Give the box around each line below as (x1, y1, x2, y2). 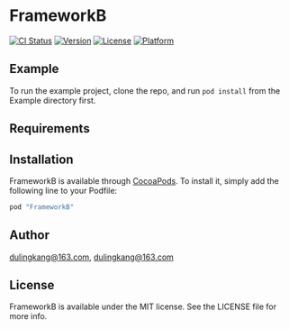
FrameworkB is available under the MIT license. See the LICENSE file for (9, 301, 277, 312)
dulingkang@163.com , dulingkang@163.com (9, 251, 174, 262)
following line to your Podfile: (9, 185, 118, 196)
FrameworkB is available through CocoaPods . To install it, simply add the (9, 175, 279, 186)
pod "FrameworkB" (9, 202, 75, 212)
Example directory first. (9, 95, 96, 105)
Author (9, 227, 50, 243)
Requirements (9, 121, 90, 136)
